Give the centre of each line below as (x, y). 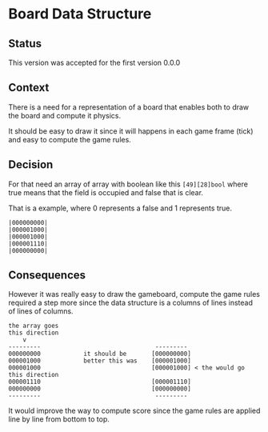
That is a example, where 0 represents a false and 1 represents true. (120, 208)
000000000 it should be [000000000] (100, 354)
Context (29, 88)
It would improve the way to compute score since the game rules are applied (134, 411)
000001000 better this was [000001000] (100, 361)
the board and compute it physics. (65, 115)
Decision (31, 165)
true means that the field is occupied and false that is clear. (106, 192)
